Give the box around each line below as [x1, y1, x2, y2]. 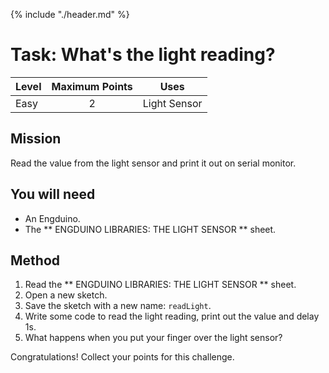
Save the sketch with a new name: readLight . [24, 300, 212, 312]
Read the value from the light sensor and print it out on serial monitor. [10, 157, 297, 169]
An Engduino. [24, 212, 81, 224]
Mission [10, 130, 62, 148]
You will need [10, 186, 96, 203]
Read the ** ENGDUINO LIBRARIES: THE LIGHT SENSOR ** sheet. [24, 279, 297, 291]
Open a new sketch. [24, 289, 108, 301]
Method [10, 252, 61, 269]
